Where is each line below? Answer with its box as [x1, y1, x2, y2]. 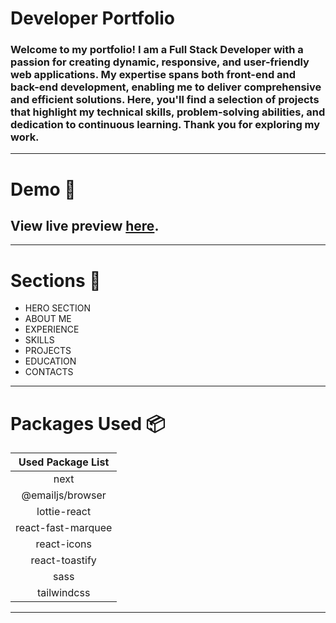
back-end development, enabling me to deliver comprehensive [10, 80, 322, 94]
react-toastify [30, 553, 97, 567]
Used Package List [18, 455, 110, 469]
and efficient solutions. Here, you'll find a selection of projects [10, 93, 320, 107]
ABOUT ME [24, 313, 72, 325]
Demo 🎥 [10, 178, 77, 201]
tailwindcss [37, 586, 91, 600]
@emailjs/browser [21, 488, 107, 502]
